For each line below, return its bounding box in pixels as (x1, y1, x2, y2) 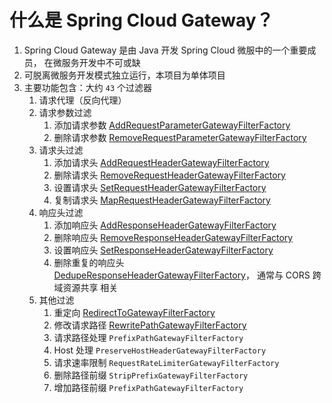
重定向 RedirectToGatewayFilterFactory (53, 306, 216, 318)
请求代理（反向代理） (38, 94, 127, 106)
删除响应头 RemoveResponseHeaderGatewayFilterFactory (53, 231, 294, 243)
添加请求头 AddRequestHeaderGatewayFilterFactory (53, 156, 270, 168)
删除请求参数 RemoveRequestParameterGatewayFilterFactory (53, 131, 307, 143)
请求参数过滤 (38, 106, 92, 118)
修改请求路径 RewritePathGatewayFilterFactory (53, 319, 247, 331)
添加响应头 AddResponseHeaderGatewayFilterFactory (53, 219, 277, 231)
